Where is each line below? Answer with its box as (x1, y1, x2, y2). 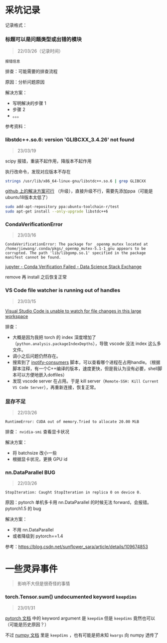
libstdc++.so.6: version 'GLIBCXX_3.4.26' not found (5, 136, 135, 143)
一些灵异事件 (5, 563, 58, 574)
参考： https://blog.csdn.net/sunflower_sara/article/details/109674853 (5, 543, 148, 550)
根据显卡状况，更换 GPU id (12, 456, 68, 462)
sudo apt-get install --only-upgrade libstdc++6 (5, 209, 108, 214)
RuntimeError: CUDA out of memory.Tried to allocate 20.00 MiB (5, 419, 140, 424)
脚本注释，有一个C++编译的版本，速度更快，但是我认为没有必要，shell (12, 365, 158, 371)
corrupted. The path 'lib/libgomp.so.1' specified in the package (5, 250, 146, 255)
